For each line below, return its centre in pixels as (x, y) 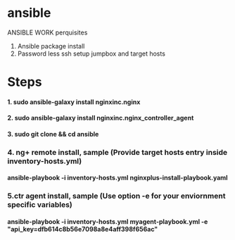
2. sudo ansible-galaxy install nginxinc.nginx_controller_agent (101, 118)
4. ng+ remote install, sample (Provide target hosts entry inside (118, 152)
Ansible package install (51, 46)
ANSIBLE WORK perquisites (47, 32)
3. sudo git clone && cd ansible (53, 134)
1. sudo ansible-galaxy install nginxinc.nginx (74, 102)
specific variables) (40, 205)
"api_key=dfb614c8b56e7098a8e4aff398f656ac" (83, 229)
